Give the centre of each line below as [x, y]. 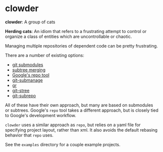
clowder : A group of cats [30, 22]
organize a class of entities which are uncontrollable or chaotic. [69, 36]
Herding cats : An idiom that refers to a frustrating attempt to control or [76, 31]
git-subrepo [24, 96]
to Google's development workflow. [41, 115]
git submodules [27, 65]
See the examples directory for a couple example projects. [63, 144]
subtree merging [29, 70]
